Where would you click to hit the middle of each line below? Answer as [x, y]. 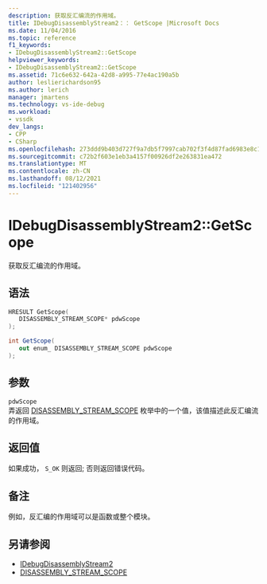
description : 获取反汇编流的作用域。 [64, 16]
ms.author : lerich [39, 90]
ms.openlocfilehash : [43, 149]
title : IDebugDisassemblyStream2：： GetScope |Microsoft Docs [114, 23]
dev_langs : [26, 127]
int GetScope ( [32, 341]
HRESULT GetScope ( [39, 312]
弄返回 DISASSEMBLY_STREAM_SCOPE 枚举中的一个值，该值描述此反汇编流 [133, 410]
